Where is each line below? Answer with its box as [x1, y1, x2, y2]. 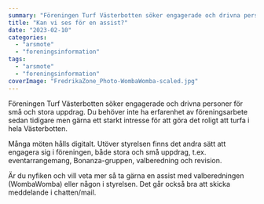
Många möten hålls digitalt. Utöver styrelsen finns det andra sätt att [8, 139, 226, 148]
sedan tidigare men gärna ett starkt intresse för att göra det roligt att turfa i [8, 115, 250, 125]
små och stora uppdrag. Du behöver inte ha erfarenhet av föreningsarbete [8, 107, 248, 116]
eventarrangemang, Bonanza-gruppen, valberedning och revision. [8, 155, 222, 165]
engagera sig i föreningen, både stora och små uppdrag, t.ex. [8, 147, 207, 157]
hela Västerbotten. [8, 123, 68, 133]
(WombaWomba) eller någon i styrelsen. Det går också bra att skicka [8, 179, 230, 188]
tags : [8, 56, 26, 64]
